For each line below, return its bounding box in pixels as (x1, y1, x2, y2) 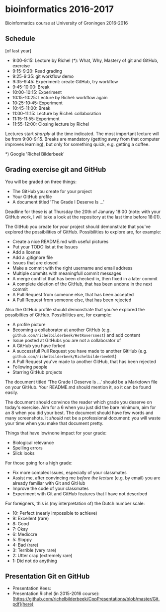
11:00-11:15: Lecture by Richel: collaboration (12, 110, 101, 116)
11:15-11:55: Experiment (12, 116, 60, 122)
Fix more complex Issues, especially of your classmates (12, 469, 127, 475)
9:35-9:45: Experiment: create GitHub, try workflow (12, 78, 118, 84)
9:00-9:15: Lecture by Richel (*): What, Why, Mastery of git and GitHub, (12, 57, 159, 63)
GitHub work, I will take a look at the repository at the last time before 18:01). (5, 213, 162, 220)
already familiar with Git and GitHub (12, 480, 85, 486)
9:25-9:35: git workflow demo (12, 73, 74, 79)
